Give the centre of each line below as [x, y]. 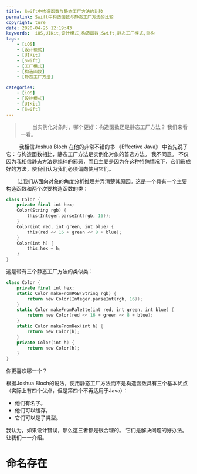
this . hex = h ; [44, 249]
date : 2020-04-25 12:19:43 [39, 28]
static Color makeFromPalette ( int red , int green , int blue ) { [96, 310]
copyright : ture [26, 22]
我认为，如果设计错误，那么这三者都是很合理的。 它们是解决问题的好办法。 [97, 430]
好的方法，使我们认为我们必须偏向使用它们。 [60, 168]
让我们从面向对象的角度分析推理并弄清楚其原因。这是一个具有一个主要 [102, 181]
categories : [21, 88]
